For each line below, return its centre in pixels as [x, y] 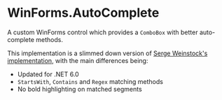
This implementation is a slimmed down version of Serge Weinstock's [107, 53]
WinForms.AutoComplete [83, 13]
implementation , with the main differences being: [78, 60]
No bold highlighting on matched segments [79, 89]
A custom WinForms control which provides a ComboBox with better [103, 32]
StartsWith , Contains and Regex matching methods [90, 81]
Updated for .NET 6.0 [48, 74]
